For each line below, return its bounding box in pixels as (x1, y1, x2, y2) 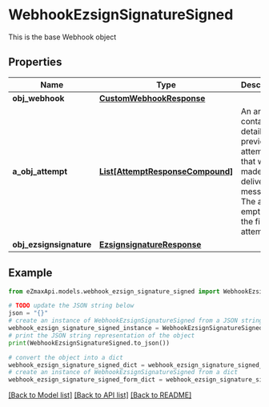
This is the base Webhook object (8, 32, 117, 42)
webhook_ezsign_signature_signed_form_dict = (8, 376, 163, 384)
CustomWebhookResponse (98, 92, 206, 103)
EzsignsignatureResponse (98, 239, 202, 250)
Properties (8, 55, 62, 69)
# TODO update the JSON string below (8, 302, 134, 310)
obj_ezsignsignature (12, 239, 92, 250)
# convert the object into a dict (8, 353, 124, 361)
